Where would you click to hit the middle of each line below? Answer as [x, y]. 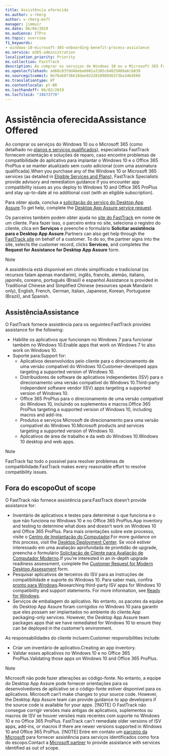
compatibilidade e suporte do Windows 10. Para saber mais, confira [82, 580]
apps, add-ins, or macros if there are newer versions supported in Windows [83, 726]
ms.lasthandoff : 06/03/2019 [35, 90]
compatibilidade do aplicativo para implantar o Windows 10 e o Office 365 [82, 160]
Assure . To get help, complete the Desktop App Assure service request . [79, 208]
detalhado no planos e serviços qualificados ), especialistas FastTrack [77, 150]
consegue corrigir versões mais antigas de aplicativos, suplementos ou [79, 710]
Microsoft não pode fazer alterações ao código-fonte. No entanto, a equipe [83, 678]
